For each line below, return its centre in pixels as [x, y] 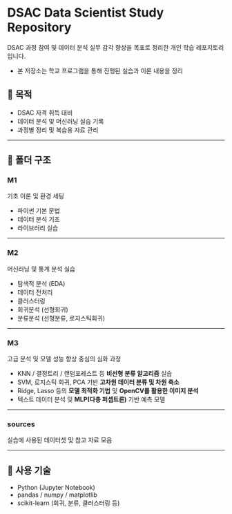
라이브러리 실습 [38, 228]
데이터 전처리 [35, 292]
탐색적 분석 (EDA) [41, 283]
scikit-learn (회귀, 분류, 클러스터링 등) [68, 503]
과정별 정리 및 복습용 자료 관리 [58, 130]
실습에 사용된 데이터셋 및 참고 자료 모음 [60, 440]
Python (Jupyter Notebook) [56, 488]
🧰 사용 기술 [29, 470]
